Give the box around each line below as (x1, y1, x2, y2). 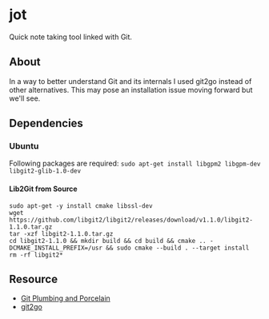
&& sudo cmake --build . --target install (106, 244, 250, 252)
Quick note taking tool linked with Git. (9, 32, 133, 42)
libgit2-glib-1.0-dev (9, 167, 82, 175)
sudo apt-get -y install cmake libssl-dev (9, 201, 153, 209)
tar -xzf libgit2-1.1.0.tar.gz (9, 229, 114, 237)
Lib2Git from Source (9, 184, 78, 193)
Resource (9, 273, 58, 286)
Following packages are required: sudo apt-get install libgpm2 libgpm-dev (9, 158, 261, 169)
